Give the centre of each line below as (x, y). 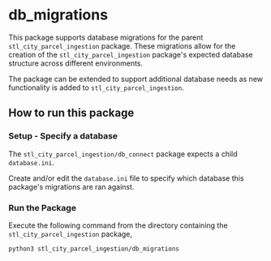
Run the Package (43, 208)
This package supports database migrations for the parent (106, 37)
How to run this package (71, 113)
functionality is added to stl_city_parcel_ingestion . (96, 88)
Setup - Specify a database (63, 136)
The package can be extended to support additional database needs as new (136, 79)
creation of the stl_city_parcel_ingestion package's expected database (131, 54)
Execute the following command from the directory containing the (118, 225)
